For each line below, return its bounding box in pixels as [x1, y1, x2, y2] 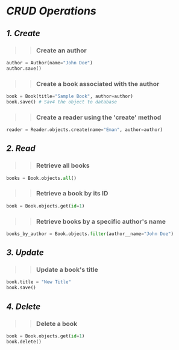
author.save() [6, 65, 42, 72]
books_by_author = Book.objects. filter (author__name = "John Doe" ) [6, 230, 174, 237]
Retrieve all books [36, 161, 90, 170]
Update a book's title [36, 266, 98, 274]
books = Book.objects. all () [6, 175, 77, 181]
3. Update [6, 248, 44, 258]
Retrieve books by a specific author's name [36, 217, 166, 226]
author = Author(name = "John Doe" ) [6, 60, 93, 66]
